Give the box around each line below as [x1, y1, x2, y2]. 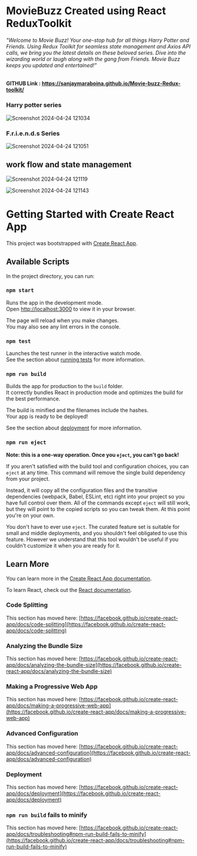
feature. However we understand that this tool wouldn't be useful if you [6, 536, 179, 543]
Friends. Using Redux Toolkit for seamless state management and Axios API [6, 43, 191, 50]
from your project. [6, 475, 50, 482]
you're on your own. [6, 512, 55, 519]
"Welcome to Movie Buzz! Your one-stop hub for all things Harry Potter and [6, 37, 189, 44]
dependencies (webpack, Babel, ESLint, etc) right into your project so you [6, 493, 185, 500]
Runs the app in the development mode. [6, 299, 103, 306]
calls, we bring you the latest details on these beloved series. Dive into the [6, 49, 186, 56]
